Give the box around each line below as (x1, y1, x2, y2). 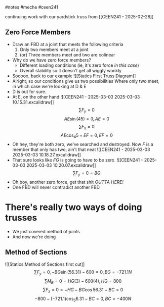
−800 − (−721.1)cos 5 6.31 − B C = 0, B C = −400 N (34, 296, 132, 303)
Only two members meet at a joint (19, 47, 89, 52)
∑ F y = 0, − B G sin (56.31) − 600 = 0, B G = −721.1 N (34, 269, 132, 276)
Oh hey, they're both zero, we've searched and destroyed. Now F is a (12, 141, 154, 148)
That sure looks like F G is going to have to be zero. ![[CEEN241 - (12, 157, 143, 163)
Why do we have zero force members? (12, 57, 91, 63)
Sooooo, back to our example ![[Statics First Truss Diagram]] (12, 73, 136, 79)
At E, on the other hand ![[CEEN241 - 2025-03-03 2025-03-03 (12, 94, 140, 100)
